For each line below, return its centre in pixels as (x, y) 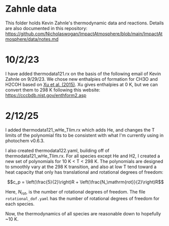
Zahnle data (31, 9)
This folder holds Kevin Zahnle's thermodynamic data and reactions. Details (84, 23)
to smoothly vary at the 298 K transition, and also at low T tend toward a (81, 167)
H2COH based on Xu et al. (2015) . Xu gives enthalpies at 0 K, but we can (81, 84)
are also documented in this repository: (46, 28)
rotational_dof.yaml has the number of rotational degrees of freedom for (82, 198)
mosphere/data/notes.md (32, 39)
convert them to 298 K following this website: (53, 90)
